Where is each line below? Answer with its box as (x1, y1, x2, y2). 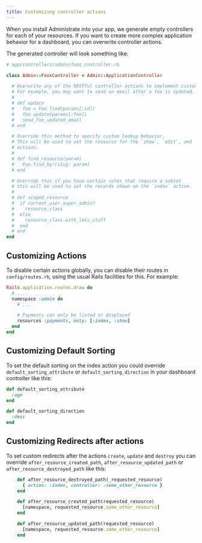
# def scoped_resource (11, 195, 69, 201)
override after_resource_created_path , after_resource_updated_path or (6, 459, 184, 466)
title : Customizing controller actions (6, 8, 106, 15)
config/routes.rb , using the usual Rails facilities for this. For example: (6, 272, 179, 280)
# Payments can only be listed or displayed (17, 312, 130, 318)
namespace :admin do (11, 296, 63, 302)
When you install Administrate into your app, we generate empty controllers (6, 25, 194, 33)
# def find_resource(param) (11, 155, 82, 162)
